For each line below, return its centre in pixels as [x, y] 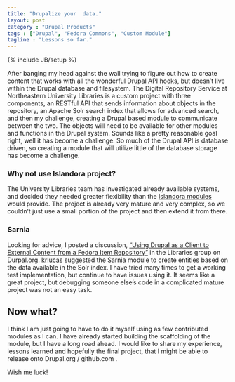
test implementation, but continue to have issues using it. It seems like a [111, 275]
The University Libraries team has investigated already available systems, [113, 189]
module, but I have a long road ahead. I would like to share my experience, [115, 343]
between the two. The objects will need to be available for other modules [113, 126]
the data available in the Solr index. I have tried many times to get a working [117, 267]
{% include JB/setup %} [42, 60]
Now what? [32, 312]
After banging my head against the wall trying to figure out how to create [112, 74]
